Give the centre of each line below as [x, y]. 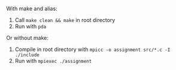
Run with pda [31, 26]
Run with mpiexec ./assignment [53, 61]
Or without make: [28, 38]
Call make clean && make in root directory [65, 20]
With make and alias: [32, 9]
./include [27, 55]
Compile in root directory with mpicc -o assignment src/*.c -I [92, 49]
